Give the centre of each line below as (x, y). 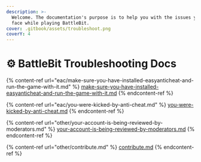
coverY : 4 (19, 34)
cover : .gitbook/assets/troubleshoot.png (59, 28)
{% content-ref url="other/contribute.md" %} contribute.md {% (84, 147)
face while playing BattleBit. (51, 23)
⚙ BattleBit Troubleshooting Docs (91, 64)
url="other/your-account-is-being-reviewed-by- (104, 123)
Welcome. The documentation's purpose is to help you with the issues (101, 17)
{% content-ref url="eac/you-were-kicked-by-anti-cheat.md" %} (86, 105)
